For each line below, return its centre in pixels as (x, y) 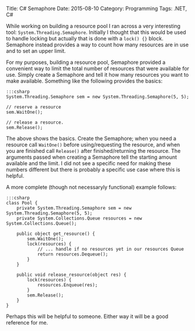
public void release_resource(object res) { (72, 275)
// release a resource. (35, 122)
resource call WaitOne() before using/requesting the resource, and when (93, 145)
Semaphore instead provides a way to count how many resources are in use (97, 45)
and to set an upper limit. (36, 51)
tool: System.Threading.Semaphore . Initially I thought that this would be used (96, 32)
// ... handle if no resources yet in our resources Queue (110, 249)
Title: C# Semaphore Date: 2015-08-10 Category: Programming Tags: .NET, (97, 8)
